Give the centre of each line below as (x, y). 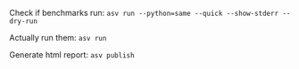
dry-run (24, 21)
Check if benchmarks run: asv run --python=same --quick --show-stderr (144, 13)
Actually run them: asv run (58, 38)
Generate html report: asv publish (72, 55)
